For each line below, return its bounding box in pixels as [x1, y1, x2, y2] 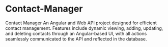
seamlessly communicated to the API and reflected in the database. [5, 36, 147, 42]
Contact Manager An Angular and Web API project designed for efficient [5, 20, 157, 26]
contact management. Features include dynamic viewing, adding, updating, [5, 25, 163, 31]
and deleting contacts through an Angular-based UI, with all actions [5, 30, 147, 36]
